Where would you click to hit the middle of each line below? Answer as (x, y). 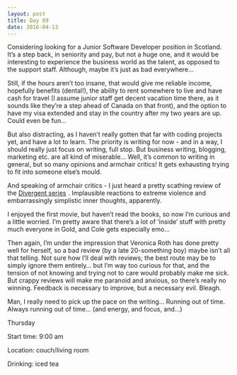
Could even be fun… (37, 121)
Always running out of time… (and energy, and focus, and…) (95, 309)
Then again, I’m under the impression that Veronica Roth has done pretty (113, 243)
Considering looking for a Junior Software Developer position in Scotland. (115, 47)
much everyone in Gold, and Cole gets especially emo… (89, 230)
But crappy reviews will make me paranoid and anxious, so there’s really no (117, 280)
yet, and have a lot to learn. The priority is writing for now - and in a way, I (115, 142)
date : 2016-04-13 (33, 27)
